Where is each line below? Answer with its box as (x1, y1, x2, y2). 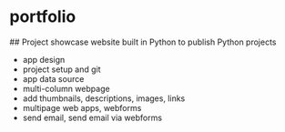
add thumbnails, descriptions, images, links (22, 93, 186, 104)
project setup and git (22, 64, 101, 75)
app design (22, 54, 66, 65)
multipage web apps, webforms (22, 102, 142, 113)
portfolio (9, 6, 76, 27)
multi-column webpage (22, 83, 111, 94)
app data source (22, 73, 85, 84)
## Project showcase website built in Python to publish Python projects (9, 36, 277, 47)
